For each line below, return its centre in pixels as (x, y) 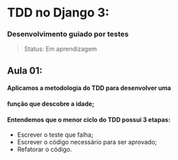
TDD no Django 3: (58, 13)
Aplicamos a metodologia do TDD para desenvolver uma (89, 88)
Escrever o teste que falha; (55, 135)
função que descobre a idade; (51, 104)
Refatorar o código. (44, 150)
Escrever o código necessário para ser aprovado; (87, 142)
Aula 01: (25, 70)
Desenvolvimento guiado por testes (68, 34)
